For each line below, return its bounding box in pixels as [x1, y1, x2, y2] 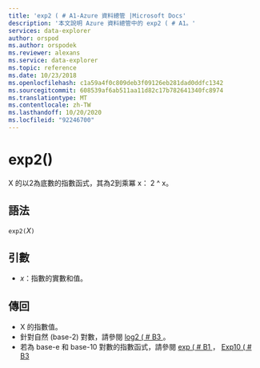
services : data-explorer [8, 26, 91, 34]
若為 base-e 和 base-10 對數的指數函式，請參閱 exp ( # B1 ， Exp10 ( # [19, 342, 252, 352]
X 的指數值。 [19, 322, 62, 332]
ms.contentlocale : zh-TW [8, 101, 91, 109]
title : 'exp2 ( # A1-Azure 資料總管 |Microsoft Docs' [8, 11, 186, 20]
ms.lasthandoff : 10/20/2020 [8, 109, 102, 117]
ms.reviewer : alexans [8, 49, 81, 57]
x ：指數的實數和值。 [19, 273, 88, 283]
